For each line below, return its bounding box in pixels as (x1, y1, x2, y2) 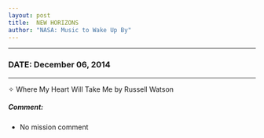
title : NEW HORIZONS (8, 19, 79, 27)
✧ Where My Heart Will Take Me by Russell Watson (8, 84, 174, 94)
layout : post (8, 11, 51, 20)
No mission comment (19, 122, 89, 132)
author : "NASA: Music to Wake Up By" (8, 26, 132, 34)
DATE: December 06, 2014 (8, 60, 111, 71)
